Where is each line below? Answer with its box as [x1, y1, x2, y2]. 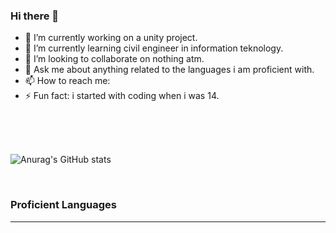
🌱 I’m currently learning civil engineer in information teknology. [24, 42, 284, 54]
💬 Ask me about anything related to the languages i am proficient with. [24, 64, 315, 76]
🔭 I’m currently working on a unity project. [24, 32, 198, 44]
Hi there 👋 [10, 9, 60, 23]
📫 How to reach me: [24, 75, 111, 87]
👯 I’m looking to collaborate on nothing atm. [24, 53, 205, 65]
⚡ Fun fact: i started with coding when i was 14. [24, 90, 220, 102]
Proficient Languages [10, 198, 118, 212]
